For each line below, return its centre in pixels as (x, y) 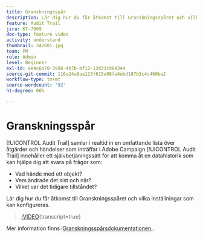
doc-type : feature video (37, 35)
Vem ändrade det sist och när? (53, 180)
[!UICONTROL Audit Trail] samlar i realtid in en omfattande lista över (91, 142)
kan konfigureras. (28, 205)
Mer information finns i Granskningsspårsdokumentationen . (80, 228)
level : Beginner (27, 62)
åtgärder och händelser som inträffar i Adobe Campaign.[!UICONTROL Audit (101, 149)
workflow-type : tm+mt (34, 79)
